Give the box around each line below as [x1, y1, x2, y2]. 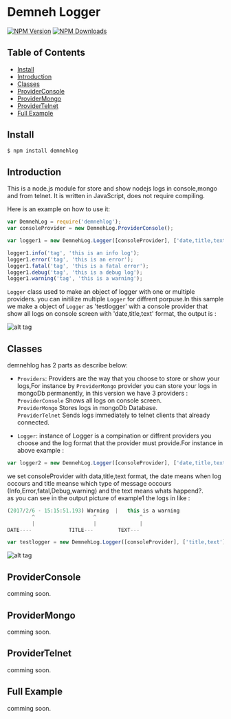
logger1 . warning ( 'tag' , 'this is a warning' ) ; [7, 275, 143, 282]
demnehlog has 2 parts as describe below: [7, 361, 129, 369]
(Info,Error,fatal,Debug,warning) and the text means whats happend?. [7, 486, 204, 495]
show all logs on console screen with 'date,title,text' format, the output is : [7, 310, 217, 318]
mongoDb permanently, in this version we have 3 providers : [16, 389, 188, 398]
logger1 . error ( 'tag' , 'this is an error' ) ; [7, 256, 134, 263]
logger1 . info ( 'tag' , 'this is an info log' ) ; [7, 249, 140, 257]
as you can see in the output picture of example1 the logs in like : [7, 493, 190, 502]
